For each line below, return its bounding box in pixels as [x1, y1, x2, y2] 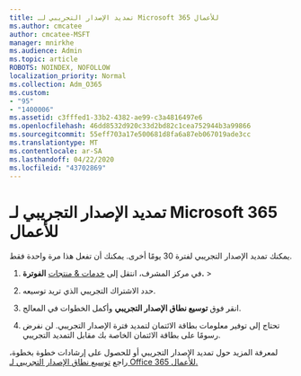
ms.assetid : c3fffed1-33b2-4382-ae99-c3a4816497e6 [9, 113, 203, 122]
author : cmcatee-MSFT [9, 30, 91, 39]
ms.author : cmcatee [9, 22, 83, 31]
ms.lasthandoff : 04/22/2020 [9, 154, 115, 164]
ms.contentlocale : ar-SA [9, 146, 102, 155]
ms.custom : [9, 88, 50, 97]
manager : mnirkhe [9, 38, 75, 48]
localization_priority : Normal [9, 72, 127, 81]
